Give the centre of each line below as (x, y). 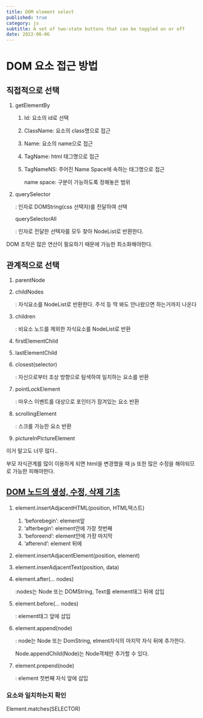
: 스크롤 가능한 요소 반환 (43, 426)
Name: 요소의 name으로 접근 (58, 143)
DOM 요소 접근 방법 (52, 66)
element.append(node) (43, 628)
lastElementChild (36, 352)
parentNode (30, 280)
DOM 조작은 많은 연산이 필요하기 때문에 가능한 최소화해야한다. (79, 244)
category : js (23, 23)
